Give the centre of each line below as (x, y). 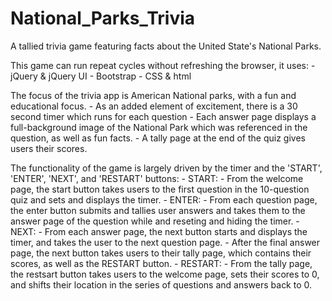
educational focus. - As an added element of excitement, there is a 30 (154, 106)
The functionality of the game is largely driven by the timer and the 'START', (166, 168)
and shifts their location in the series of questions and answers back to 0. (161, 284)
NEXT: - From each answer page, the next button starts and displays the (159, 231)
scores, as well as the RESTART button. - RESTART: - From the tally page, (161, 263)
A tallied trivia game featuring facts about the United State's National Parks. (166, 46)
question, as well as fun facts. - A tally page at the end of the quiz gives (158, 138)
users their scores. (49, 148)
